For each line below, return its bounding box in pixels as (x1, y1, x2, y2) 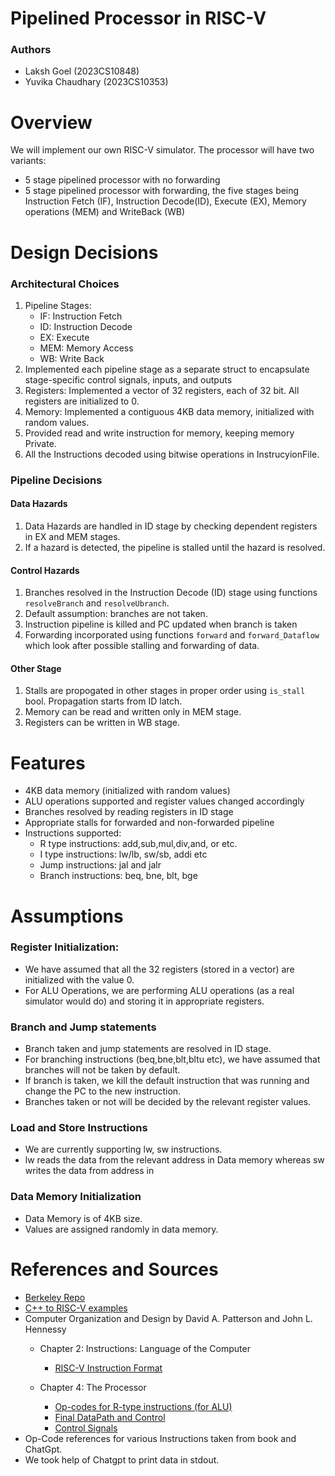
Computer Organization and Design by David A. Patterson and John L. (24, 1312, 313, 1324)
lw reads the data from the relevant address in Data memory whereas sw (24, 1154, 325, 1166)
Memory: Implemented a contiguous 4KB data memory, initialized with (24, 405, 315, 417)
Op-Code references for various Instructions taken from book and (24, 1432, 297, 1444)
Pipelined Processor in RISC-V (10, 7, 267, 30)
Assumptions (10, 905, 124, 927)
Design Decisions (10, 241, 159, 264)
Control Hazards (10, 564, 80, 576)
